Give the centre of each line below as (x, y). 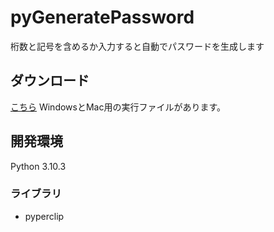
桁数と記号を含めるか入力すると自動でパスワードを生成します (137, 46)
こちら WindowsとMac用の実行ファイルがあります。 (118, 107)
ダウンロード (50, 81)
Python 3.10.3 (38, 166)
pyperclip (44, 216)
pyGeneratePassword (102, 17)
